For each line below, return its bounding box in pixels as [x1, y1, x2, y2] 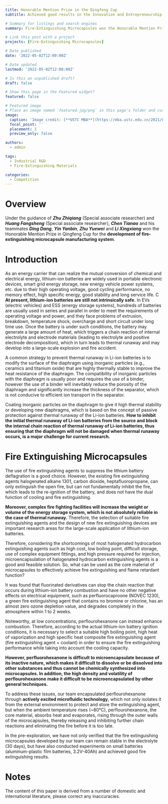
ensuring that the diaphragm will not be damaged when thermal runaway [5, 428, 160, 434]
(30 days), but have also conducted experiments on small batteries [5, 743, 143, 749]
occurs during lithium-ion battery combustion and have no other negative [5, 587, 156, 594]
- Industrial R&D [9, 158, 46, 163]
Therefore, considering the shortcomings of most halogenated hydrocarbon [5, 541, 161, 547]
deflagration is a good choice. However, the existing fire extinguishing [5, 473, 149, 479]
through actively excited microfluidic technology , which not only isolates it [5, 696, 161, 702]
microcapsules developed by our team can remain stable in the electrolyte [5, 738, 158, 744]
